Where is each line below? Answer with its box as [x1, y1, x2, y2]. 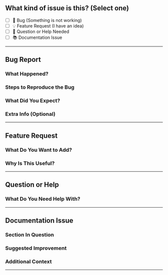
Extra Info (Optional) [5, 111, 56, 118]
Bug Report [5, 55, 41, 64]
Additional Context [5, 258, 52, 265]
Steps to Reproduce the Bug [5, 84, 75, 91]
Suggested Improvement [5, 245, 67, 252]
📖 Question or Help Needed [12, 28, 69, 34]
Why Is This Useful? [5, 160, 55, 167]
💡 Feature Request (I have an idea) [12, 22, 84, 29]
